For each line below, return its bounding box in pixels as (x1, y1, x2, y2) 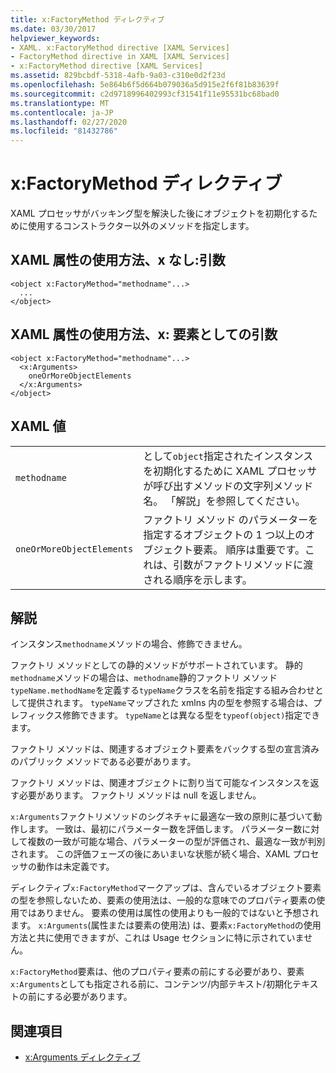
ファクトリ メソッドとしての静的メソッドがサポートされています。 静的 (10, 659, 303, 671)
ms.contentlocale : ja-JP (10, 107, 114, 118)
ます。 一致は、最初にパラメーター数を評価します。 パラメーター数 (27, 823, 303, 835)
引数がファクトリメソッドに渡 (173, 557, 314, 571)
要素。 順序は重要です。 (193, 542, 305, 556)
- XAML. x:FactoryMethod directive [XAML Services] (10, 42, 230, 53)
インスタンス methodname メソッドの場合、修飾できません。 (10, 638, 248, 650)
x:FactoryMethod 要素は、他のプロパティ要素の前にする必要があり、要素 (10, 966, 305, 978)
